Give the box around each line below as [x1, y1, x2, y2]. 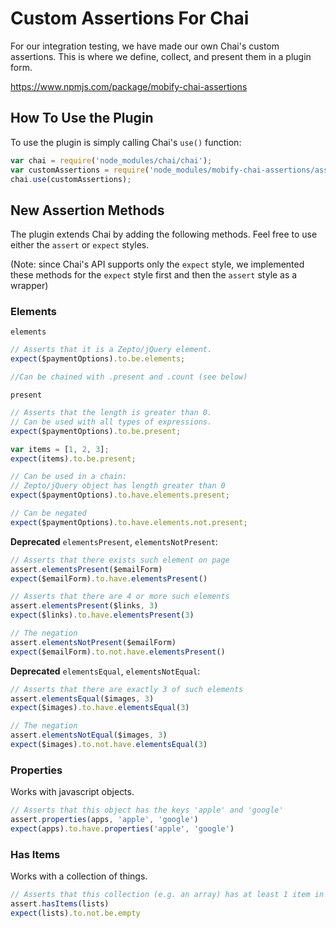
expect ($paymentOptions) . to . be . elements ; [10, 354, 186, 364]
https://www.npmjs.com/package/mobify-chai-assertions [10, 80, 248, 92]
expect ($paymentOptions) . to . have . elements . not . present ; [10, 517, 248, 527]
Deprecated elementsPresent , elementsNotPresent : [10, 535, 218, 547]
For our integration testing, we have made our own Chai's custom [10, 40, 280, 52]
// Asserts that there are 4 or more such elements [10, 592, 230, 602]
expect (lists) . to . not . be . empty [10, 908, 141, 918]
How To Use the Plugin [10, 110, 154, 127]
